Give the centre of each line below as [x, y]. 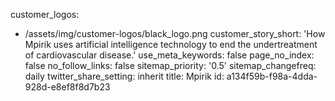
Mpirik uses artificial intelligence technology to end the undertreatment [171, 44]
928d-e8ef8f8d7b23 [67, 87]
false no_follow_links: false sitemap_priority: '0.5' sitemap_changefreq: [170, 65]
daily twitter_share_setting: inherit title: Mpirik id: [124, 76]
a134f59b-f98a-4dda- [272, 76]
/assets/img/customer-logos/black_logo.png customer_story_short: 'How [175, 33]
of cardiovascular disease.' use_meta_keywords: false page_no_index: [169, 55]
